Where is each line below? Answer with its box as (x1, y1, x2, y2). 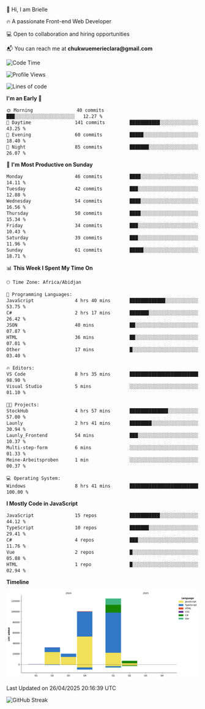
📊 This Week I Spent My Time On (6, 264, 93, 271)
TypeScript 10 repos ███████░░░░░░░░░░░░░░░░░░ (6, 525, 199, 531)
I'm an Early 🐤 (6, 95, 42, 102)
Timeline (6, 578, 29, 585)
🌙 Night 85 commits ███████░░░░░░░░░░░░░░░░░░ (6, 144, 199, 150)
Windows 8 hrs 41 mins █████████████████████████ (6, 483, 199, 489)
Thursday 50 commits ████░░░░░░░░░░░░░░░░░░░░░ (6, 210, 199, 216)
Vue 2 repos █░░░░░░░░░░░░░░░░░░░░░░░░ (6, 549, 199, 555)
